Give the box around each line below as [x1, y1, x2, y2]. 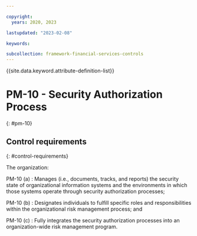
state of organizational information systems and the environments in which [6, 181, 188, 188]
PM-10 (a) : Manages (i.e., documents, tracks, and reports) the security [6, 175, 179, 182]
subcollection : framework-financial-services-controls [6, 51, 144, 57]
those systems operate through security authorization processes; [6, 188, 165, 195]
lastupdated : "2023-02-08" [6, 30, 73, 36]
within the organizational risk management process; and [6, 205, 143, 212]
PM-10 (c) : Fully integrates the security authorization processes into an [6, 217, 180, 224]
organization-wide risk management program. [6, 223, 118, 230]
